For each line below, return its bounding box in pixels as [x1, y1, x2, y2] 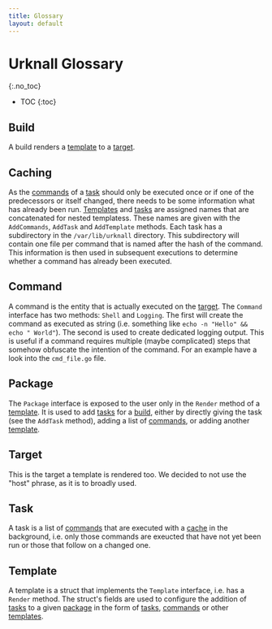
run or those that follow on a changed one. [8, 540, 151, 550]
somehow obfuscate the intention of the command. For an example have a [8, 345, 257, 354]
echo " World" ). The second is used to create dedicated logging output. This [8, 327, 265, 337]
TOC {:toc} [19, 97, 57, 106]
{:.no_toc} [8, 81, 41, 91]
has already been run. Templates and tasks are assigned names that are [8, 205, 249, 215]
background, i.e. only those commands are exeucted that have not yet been [8, 531, 261, 541]
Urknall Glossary [8, 54, 124, 73]
